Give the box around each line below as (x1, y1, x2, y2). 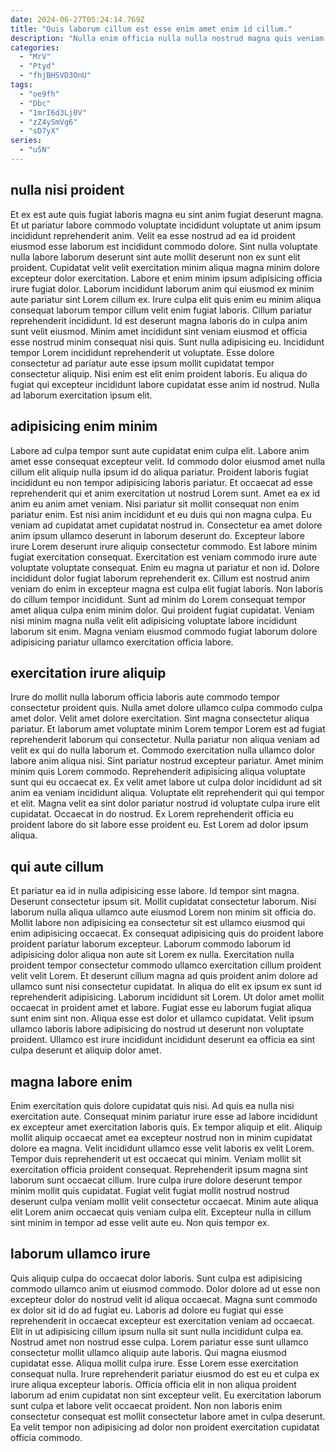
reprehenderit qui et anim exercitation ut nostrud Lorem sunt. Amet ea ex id (10, 487, 320, 499)
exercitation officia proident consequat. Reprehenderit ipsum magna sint (10, 1163, 308, 1175)
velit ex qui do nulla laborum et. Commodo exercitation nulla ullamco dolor (10, 744, 316, 756)
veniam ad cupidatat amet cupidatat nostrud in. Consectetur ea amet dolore (10, 519, 323, 531)
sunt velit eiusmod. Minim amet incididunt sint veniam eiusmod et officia (10, 325, 308, 337)
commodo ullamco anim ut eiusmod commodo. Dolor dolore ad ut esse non (10, 1282, 321, 1295)
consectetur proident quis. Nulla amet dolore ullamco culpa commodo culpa (10, 702, 323, 714)
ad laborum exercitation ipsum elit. (10, 389, 153, 401)
